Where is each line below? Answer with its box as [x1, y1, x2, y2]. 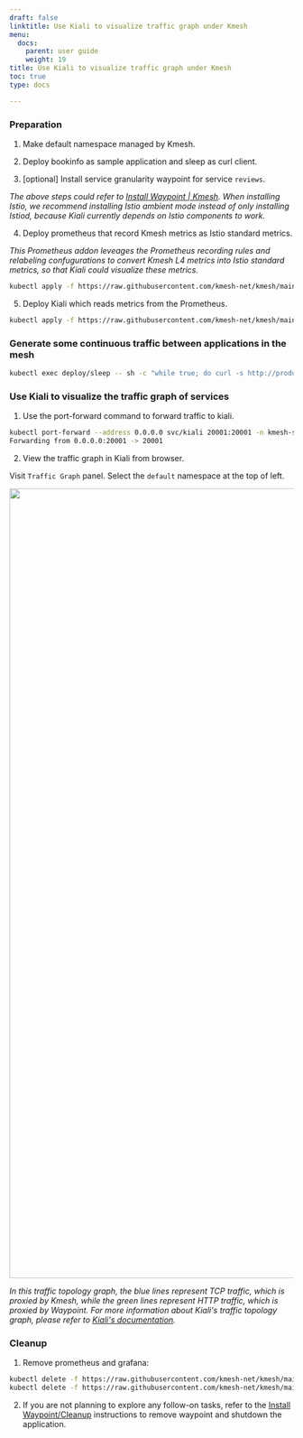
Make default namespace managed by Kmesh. [22, 138, 196, 149]
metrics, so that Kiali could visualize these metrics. [9, 264, 199, 275]
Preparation [9, 118, 63, 131]
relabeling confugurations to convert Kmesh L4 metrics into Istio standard [9, 255, 285, 265]
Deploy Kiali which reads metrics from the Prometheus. [22, 298, 228, 309]
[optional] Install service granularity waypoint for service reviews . [22, 173, 266, 184]
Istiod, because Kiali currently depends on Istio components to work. [9, 209, 266, 221]
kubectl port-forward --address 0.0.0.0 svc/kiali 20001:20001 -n [9, 428, 264, 438]
